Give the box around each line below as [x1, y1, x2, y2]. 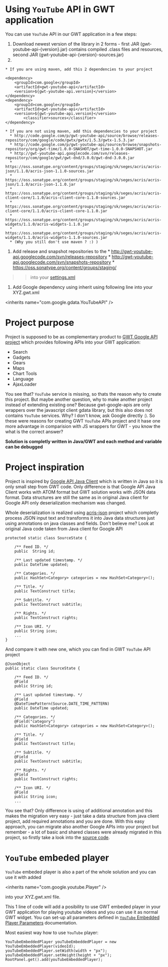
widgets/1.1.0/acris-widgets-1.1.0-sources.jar [5, 235, 108, 240]
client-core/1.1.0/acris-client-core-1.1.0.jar [5, 208, 108, 214]
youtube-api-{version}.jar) [12, 46, 68, 52]
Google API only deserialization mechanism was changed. [5, 499, 127, 506]
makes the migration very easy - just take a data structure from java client [5, 813, 159, 819]
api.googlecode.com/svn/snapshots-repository [12, 259, 111, 265]
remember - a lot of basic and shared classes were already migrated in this [5, 829, 162, 835]
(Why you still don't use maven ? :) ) [14, 239, 99, 244]
